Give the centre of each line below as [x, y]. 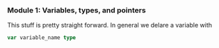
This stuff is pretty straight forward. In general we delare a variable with [110, 25]
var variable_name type [42, 38]
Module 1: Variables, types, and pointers [76, 10]
